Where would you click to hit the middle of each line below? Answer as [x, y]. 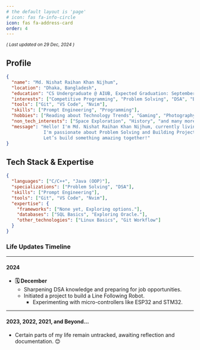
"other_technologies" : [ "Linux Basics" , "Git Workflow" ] [89, 220]
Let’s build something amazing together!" [97, 138]
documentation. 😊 [37, 341]
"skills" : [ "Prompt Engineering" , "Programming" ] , [76, 110]
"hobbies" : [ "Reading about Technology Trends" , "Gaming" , [86, 116]
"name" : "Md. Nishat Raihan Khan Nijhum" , [65, 82]
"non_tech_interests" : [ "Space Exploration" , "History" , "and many [97, 121]
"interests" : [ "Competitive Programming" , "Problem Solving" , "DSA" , [99, 99]
